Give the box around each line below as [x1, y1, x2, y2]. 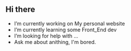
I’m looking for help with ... [14, 32, 79, 39]
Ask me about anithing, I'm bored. [14, 38, 96, 45]
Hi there [5, 5, 36, 14]
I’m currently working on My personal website [14, 20, 125, 27]
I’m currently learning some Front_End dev [14, 26, 117, 33]
